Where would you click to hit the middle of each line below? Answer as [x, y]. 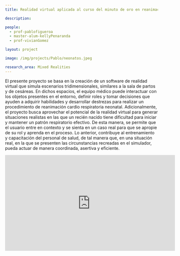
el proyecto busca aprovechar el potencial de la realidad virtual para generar [82, 112]
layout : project [21, 50]
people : [13, 27]
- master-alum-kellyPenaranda [40, 36]
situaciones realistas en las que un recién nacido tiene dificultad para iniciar [81, 117]
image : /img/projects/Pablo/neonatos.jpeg [49, 58]
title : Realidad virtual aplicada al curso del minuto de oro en [72, 9]
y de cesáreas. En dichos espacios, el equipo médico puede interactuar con [81, 91]
